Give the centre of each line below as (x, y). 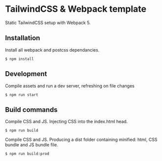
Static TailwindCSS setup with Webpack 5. (48, 23)
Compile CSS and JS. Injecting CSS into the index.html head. (67, 122)
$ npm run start (22, 95)
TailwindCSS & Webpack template (76, 9)
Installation (23, 38)
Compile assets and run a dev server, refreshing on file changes (70, 86)
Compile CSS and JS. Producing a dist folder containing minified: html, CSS (81, 140)
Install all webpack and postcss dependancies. (52, 50)
